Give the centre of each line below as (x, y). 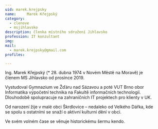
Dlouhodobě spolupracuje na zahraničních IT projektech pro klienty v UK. (79, 97)
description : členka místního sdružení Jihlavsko (56, 32)
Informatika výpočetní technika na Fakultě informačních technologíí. (73, 92)
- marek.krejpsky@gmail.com (38, 50)
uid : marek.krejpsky (26, 9)
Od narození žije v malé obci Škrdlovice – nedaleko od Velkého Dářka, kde (79, 107)
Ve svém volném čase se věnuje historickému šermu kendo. (65, 121)
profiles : (15, 55)
